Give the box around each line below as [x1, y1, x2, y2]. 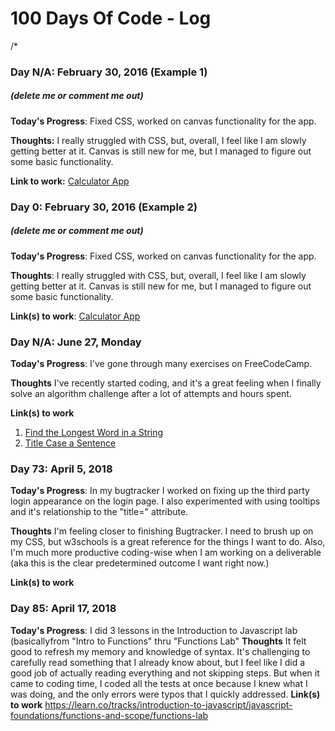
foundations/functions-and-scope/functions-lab [10, 709, 209, 721]
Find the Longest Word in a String [24, 427, 164, 439]
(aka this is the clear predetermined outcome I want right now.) [10, 557, 270, 569]
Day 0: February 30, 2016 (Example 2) [10, 200, 198, 214]
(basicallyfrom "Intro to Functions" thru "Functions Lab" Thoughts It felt [10, 635, 307, 647]
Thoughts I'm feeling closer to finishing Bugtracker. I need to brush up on [10, 525, 314, 537]
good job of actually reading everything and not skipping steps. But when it [10, 667, 320, 679]
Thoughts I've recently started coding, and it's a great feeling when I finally [10, 377, 322, 389]
